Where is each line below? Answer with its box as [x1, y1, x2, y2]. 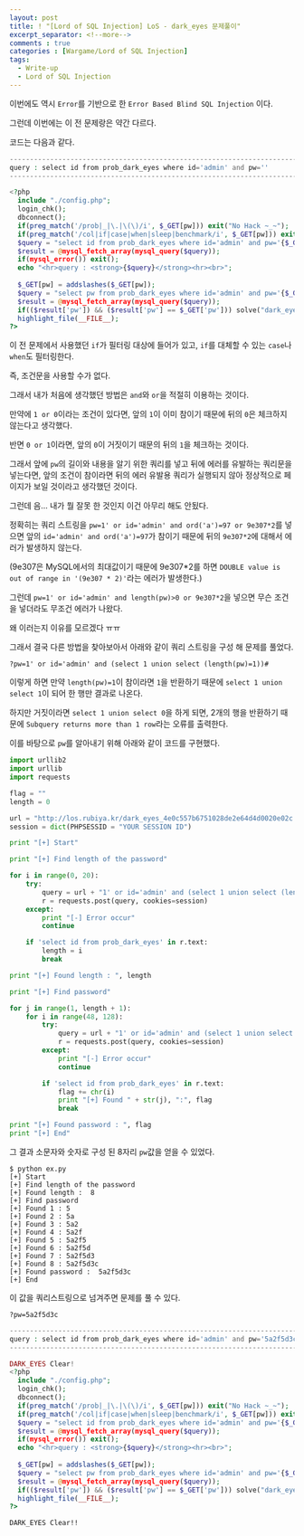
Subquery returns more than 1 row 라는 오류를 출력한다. [25, 718, 229, 729]
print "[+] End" [9, 1129, 71, 1138]
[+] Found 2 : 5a [9, 1211, 75, 1221]
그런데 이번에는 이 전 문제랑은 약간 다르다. [9, 117, 157, 128]
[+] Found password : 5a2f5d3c [9, 1267, 131, 1276]
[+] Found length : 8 [9, 1188, 95, 1197]
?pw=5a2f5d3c [9, 1310, 59, 1319]
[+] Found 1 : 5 [9, 1204, 71, 1213]
